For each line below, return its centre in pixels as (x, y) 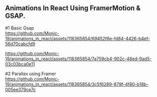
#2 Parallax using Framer (31, 74)
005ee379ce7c (21, 90)
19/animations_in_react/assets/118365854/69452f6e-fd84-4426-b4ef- (78, 38)
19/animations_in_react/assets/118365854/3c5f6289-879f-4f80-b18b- (77, 84)
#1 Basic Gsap (20, 28)
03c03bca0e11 (20, 64)
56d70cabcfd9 (20, 44)
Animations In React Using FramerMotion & (73, 8)
